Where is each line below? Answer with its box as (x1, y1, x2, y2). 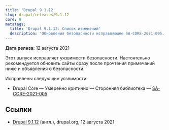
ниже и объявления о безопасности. (5, 66, 85, 72)
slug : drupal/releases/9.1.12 (5, 12, 70, 17)
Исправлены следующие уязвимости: (5, 76, 88, 81)
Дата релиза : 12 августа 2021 (5, 45, 70, 51)
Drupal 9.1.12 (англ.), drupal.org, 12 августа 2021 (12, 119, 115, 125)
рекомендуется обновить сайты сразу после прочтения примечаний (5, 60, 155, 66)
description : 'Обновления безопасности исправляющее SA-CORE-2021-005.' (10, 31, 167, 36)
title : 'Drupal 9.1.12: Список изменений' (10, 26, 101, 31)
